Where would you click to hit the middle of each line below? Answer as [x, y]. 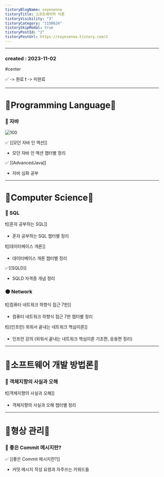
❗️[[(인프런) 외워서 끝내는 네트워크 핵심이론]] [46, 327]
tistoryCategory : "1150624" [34, 23]
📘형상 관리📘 [28, 431]
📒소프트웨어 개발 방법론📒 [52, 365]
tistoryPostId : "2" [25, 32]
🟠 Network [19, 292]
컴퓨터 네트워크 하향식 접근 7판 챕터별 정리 [52, 317]
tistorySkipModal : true [29, 28]
